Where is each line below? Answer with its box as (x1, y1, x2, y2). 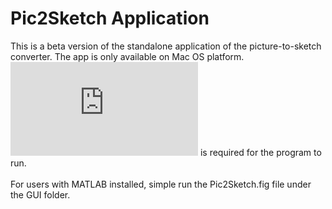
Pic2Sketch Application (10, 7, 210, 30)
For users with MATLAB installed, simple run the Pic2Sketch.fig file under (10, 178, 312, 190)
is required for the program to (199, 146, 322, 158)
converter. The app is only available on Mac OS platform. (10, 50, 245, 62)
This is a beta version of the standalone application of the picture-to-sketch (10, 40, 322, 52)
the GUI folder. (10, 188, 71, 201)
